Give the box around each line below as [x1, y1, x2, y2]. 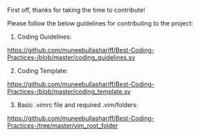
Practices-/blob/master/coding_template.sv [7, 88, 131, 95]
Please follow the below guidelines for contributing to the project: [7, 19, 194, 27]
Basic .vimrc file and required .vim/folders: [17, 101, 138, 109]
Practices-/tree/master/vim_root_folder [7, 122, 118, 130]
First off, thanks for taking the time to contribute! [7, 6, 145, 14]
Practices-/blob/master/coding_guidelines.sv [7, 53, 136, 61]
